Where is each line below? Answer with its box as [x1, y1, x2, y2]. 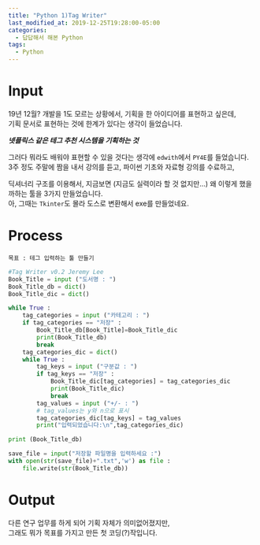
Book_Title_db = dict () [8, 283, 87, 291]
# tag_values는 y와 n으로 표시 [36, 406, 129, 414]
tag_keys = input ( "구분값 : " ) [36, 363, 138, 371]
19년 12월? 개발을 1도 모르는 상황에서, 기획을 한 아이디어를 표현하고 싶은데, [8, 109, 236, 118]
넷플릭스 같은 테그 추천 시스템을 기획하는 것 [8, 135, 139, 145]
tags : [8, 41, 26, 49]
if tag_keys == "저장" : [36, 370, 115, 378]
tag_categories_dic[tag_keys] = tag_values [36, 414, 181, 422]
